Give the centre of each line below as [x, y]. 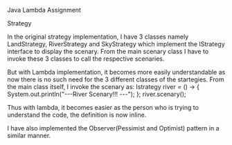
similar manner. [29, 135]
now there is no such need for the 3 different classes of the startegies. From [116, 79]
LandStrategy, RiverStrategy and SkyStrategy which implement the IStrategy [116, 44]
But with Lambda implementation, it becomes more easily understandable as [116, 72]
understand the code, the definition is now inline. [77, 115]
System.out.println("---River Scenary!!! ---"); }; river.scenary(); [97, 94]
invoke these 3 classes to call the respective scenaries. [86, 59]
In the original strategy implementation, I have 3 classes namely [98, 37]
